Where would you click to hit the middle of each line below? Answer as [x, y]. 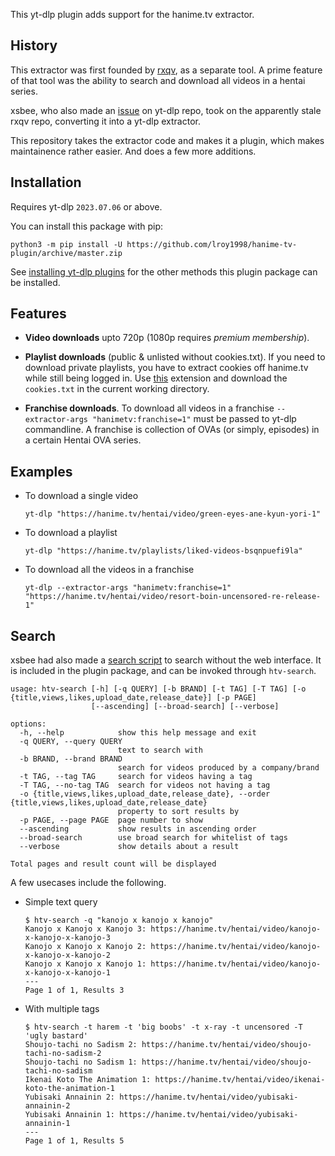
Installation [46, 182]
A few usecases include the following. [88, 883]
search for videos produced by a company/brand [218, 768]
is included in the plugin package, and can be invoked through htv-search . [163, 671]
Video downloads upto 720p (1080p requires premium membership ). [167, 338]
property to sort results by [178, 812]
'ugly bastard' [56, 1036]
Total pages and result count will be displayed [113, 864]
